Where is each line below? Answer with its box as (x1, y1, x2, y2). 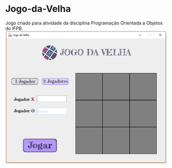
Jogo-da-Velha (5, 3, 71, 15)
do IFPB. (5, 25, 24, 31)
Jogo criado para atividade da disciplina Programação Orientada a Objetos (5, 20, 163, 26)
